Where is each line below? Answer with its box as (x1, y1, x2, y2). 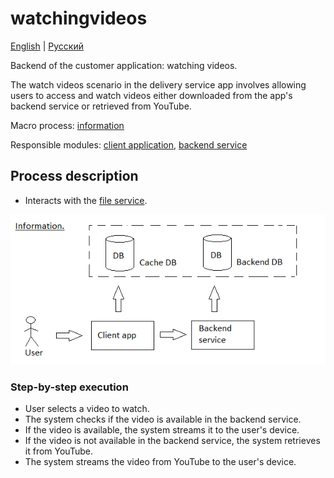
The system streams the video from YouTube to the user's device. (24, 456, 297, 468)
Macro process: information (10, 119, 125, 131)
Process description (10, 168, 139, 185)
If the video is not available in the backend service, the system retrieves (24, 435, 321, 447)
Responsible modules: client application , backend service (10, 138, 248, 151)
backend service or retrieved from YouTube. (10, 100, 192, 112)
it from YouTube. (24, 445, 93, 457)
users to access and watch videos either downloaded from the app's (10, 89, 293, 101)
